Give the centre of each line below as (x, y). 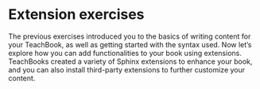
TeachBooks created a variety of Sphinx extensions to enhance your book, (130, 61)
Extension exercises (76, 15)
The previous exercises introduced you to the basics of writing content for (130, 36)
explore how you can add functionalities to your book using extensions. (125, 53)
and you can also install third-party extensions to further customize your (127, 69)
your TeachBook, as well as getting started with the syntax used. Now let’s (130, 44)
